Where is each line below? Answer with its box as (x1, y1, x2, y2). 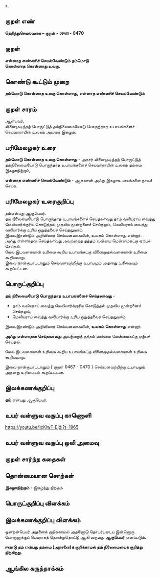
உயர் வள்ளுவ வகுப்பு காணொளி (5, 411, 91, 419)
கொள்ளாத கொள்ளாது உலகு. (5, 63, 60, 69)
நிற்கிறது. (5, 550, 22, 555)
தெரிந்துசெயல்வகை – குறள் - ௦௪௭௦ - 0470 (5, 30, 84, 36)
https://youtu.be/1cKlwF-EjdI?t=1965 (5, 424, 79, 430)
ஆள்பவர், (5, 118, 24, 124)
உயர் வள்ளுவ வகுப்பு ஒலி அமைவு (5, 439, 99, 447)
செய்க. (5, 183, 18, 189)
